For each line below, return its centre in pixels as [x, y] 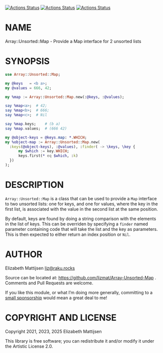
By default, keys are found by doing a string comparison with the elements [81, 219]
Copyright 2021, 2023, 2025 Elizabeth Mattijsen [53, 331]
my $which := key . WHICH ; [44, 151]
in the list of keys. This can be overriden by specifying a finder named [77, 224]
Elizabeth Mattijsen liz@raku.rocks [40, 268]
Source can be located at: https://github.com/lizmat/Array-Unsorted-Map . [81, 277]
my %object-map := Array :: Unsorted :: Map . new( [52, 142]
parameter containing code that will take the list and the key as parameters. [81, 229]
